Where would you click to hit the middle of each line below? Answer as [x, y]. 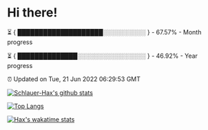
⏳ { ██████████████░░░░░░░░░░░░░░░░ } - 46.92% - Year [103, 56]
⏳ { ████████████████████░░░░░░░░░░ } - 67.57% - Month [104, 32]
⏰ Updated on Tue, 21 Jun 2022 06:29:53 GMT [74, 79]
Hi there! [32, 13]
